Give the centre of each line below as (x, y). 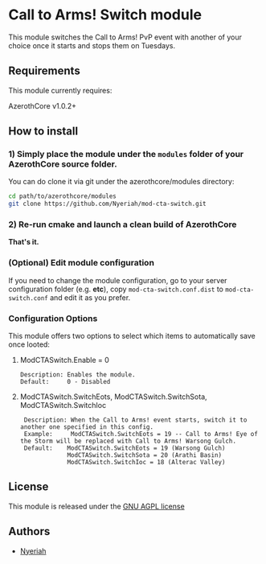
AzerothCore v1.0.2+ (42, 105)
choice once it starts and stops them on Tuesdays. (92, 45)
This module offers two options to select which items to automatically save (132, 336)
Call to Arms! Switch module (105, 15)
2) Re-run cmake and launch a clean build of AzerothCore (123, 224)
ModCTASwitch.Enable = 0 (65, 360)
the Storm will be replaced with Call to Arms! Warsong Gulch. (128, 441)
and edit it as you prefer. (90, 297)
